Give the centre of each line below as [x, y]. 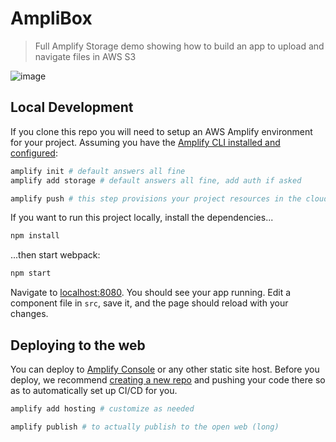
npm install [35, 236]
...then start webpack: [55, 255]
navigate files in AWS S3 [85, 56]
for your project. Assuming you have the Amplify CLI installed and [145, 142]
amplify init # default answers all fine [98, 171]
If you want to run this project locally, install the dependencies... [142, 218]
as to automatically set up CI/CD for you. [94, 390]
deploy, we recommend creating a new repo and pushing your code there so [168, 379]
